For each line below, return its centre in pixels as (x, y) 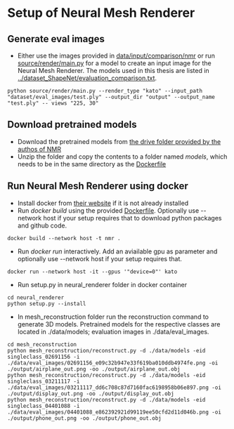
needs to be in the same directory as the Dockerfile (92, 164)
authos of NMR (39, 149)
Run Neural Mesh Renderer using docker (98, 186)
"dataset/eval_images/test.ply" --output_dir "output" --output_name (111, 97)
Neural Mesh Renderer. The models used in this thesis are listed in (113, 71)
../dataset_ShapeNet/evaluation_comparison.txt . (87, 78)
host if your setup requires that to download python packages (133, 218)
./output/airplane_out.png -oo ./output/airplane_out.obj (94, 369)
